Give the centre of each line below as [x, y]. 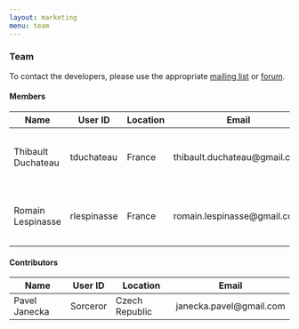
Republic [134, 312]
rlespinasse [94, 216]
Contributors [34, 262]
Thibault [31, 152]
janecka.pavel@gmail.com [230, 306]
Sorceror [89, 306]
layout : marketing [43, 17]
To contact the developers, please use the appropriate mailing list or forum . [147, 76]
